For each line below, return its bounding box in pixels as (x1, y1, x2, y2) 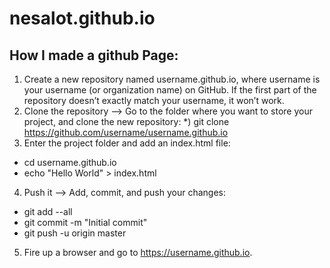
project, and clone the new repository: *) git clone (23, 116, 230, 127)
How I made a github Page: (9, 47, 179, 64)
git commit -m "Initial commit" (23, 217, 148, 228)
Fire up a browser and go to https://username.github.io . (23, 247, 253, 258)
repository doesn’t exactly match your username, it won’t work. (23, 95, 285, 106)
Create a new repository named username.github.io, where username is (23, 73, 321, 85)
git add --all (23, 206, 73, 217)
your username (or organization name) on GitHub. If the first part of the (23, 84, 317, 96)
